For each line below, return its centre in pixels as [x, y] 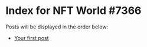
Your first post [31, 38]
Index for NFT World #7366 [73, 11]
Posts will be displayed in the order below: [57, 27]
